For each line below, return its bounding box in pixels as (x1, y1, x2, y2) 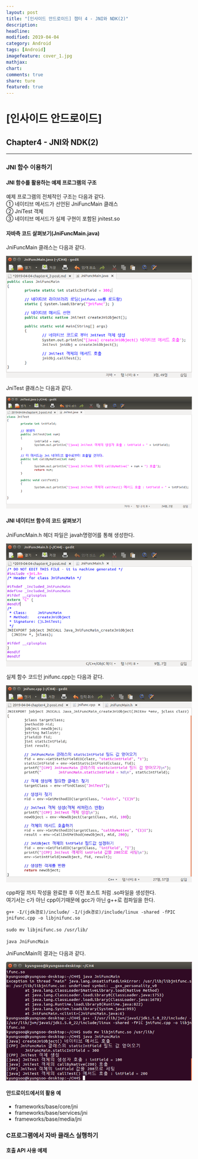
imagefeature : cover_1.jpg (6, 53, 72, 59)
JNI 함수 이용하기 (6, 163, 52, 171)
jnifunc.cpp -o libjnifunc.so (6, 915, 81, 921)
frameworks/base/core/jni (14, 1102, 78, 1110)
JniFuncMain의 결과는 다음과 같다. (6, 949, 86, 957)
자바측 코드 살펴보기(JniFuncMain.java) (6, 230, 100, 237)
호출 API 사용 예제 (6, 1147, 47, 1154)
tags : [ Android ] (6, 47, 46, 53)
